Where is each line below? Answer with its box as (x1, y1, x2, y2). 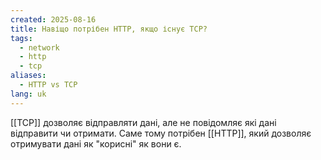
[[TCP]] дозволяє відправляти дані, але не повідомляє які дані (10, 116, 277, 128)
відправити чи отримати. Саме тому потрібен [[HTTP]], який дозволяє (10, 127, 312, 139)
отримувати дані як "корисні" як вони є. (10, 137, 182, 150)
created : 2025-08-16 (10, 14, 97, 25)
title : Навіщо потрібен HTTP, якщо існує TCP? (10, 24, 208, 34)
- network (19, 42, 60, 53)
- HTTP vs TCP (19, 80, 78, 90)
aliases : (10, 71, 47, 81)
